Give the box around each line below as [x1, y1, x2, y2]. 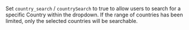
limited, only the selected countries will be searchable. [5, 18, 138, 24]
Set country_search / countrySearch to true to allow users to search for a [5, 5, 181, 12]
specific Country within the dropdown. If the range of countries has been [5, 11, 184, 18]
